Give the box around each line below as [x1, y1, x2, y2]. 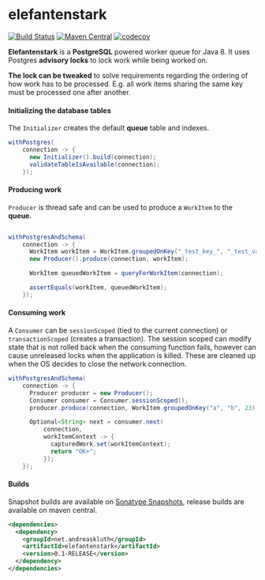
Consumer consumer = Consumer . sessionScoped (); [28, 397, 189, 405]
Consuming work [8, 308, 65, 318]
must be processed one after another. [8, 87, 131, 96]
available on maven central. [8, 505, 98, 514]
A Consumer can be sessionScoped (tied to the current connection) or [8, 326, 228, 335]
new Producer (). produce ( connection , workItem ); [28, 255, 189, 263]
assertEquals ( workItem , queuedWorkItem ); [28, 284, 168, 292]
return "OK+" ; [50, 447, 97, 455]
